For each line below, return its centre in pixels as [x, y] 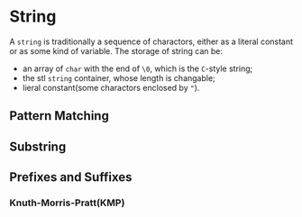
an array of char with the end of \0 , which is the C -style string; [137, 68]
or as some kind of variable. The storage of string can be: [116, 50]
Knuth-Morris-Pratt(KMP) [67, 203]
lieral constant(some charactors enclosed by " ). [111, 87]
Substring [38, 146]
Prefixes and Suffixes [71, 177]
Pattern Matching [59, 116]
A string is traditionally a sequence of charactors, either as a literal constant [151, 41]
